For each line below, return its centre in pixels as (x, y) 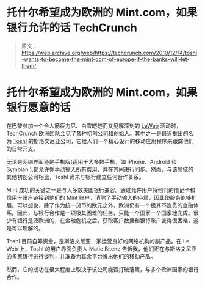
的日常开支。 (22, 148)
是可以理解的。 (25, 228)
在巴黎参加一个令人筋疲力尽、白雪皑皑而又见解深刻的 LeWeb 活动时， (94, 125)
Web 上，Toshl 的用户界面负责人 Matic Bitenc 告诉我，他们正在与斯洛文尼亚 (102, 249)
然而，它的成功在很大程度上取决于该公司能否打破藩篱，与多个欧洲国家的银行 (103, 269)
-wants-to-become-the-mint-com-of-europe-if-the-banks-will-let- (106, 59)
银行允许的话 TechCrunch (72, 28)
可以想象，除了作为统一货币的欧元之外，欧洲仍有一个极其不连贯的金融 (105, 205)
